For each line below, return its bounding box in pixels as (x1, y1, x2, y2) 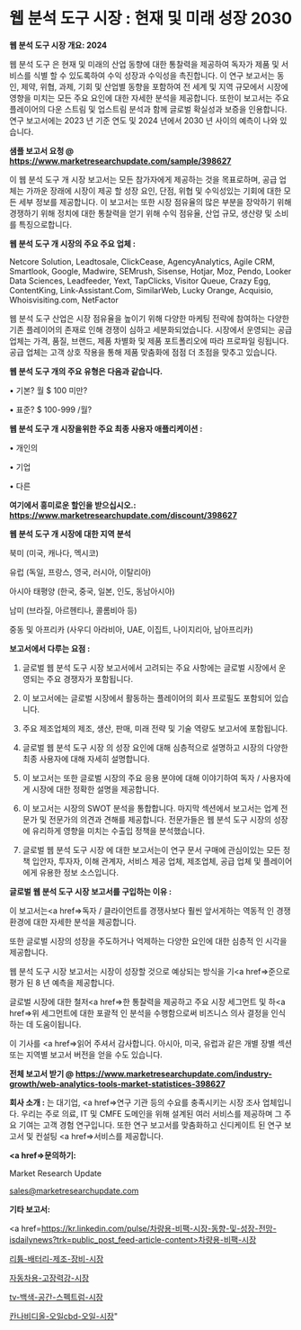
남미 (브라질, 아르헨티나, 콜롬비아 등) (9, 605, 137, 616)
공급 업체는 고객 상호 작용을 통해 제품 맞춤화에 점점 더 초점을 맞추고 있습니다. (9, 346, 278, 357)
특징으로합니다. (18, 219, 73, 229)
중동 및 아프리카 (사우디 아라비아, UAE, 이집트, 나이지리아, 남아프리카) (9, 624, 253, 634)
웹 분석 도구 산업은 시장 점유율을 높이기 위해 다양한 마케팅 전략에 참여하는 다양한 (9, 312, 290, 324)
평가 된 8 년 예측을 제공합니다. (9, 977, 115, 988)
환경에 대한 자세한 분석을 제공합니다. (9, 916, 137, 927)
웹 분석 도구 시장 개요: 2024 (9, 40, 108, 50)
